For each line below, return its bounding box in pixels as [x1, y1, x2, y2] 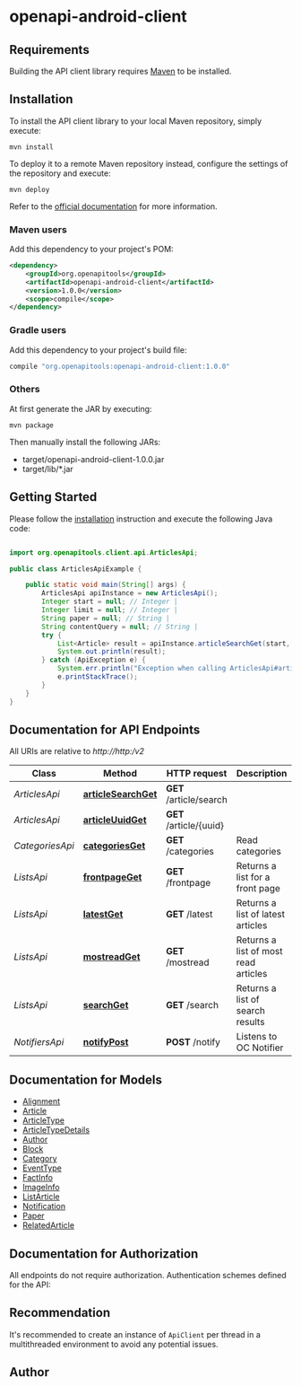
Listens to [236, 1031, 278, 1043]
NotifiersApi [13, 1036, 64, 1048]
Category [21, 1154, 57, 1164]
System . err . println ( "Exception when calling [56, 664, 227, 673]
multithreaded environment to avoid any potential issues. [9, 1338, 219, 1349]
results [236, 1016, 265, 1029]
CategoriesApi [13, 839, 74, 852]
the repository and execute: [9, 168, 111, 179]
